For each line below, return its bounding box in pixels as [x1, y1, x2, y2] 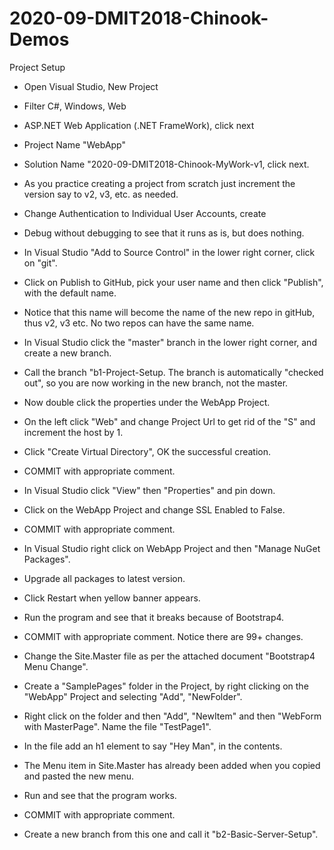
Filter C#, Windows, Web [23, 100, 127, 112]
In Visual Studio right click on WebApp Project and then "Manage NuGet [23, 542, 321, 554]
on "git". [23, 257, 58, 269]
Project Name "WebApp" [23, 138, 126, 151]
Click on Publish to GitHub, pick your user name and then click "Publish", [23, 276, 324, 288]
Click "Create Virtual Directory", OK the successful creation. [23, 445, 271, 457]
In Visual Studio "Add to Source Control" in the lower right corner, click [23, 246, 316, 258]
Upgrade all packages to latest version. [23, 572, 186, 584]
